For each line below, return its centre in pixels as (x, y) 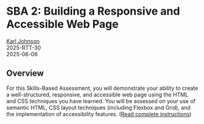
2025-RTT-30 (24, 48)
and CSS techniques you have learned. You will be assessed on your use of (101, 101)
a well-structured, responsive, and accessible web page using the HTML (97, 94)
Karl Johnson (23, 41)
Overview (25, 74)
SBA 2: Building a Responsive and (93, 11)
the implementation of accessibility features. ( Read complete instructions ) (99, 114)
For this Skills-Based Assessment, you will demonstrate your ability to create (102, 88)
